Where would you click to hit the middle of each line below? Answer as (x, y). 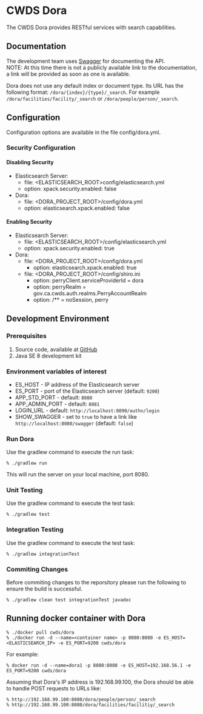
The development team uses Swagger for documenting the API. (86, 61)
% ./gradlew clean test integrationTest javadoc (69, 600)
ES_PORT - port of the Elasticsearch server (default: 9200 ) (87, 391)
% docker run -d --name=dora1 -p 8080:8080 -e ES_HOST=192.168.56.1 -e (98, 665)
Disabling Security (30, 162)
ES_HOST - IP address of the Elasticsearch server (77, 384)
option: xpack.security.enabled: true (69, 248)
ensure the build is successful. (45, 589)
